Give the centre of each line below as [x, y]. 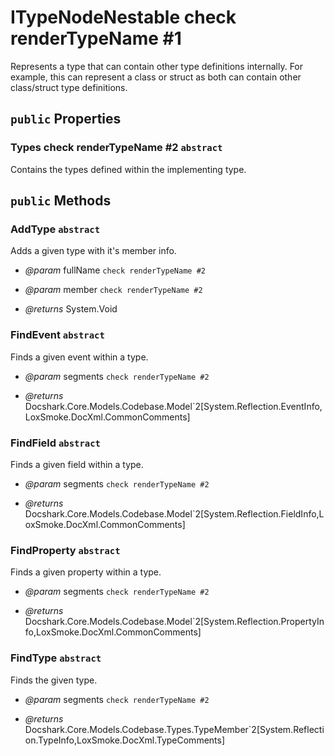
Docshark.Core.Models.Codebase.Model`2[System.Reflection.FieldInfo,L [174, 513]
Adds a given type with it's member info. [93, 251]
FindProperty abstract [65, 550]
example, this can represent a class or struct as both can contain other [156, 77]
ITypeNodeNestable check [123, 17]
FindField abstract [55, 443]
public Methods [61, 201]
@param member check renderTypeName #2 [113, 290]
